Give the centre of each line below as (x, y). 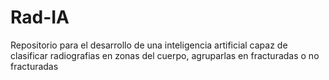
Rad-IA (40, 17)
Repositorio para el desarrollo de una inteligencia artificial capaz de (149, 45)
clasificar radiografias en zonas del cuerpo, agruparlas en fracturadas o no (165, 55)
